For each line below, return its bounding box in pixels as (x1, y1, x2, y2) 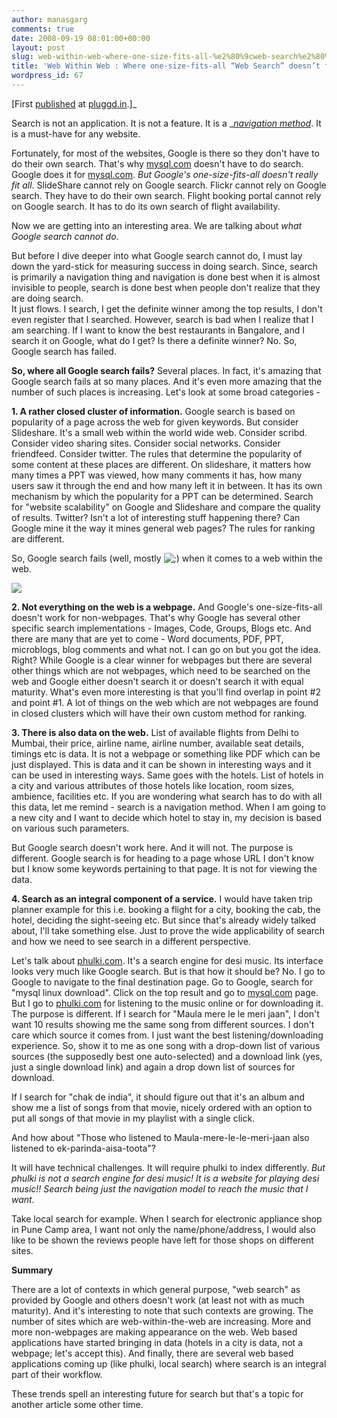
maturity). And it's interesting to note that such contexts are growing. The (11, 1304, 314, 1316)
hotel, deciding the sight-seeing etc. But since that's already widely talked (11, 914, 317, 926)
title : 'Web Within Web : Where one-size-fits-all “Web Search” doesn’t (11, 61, 321, 71)
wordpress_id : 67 (11, 71, 84, 81)
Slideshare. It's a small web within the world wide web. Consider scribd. (11, 426, 308, 438)
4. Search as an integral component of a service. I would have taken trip (11, 892, 313, 905)
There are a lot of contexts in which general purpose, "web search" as (11, 1283, 301, 1295)
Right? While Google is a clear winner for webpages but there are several (11, 654, 313, 666)
